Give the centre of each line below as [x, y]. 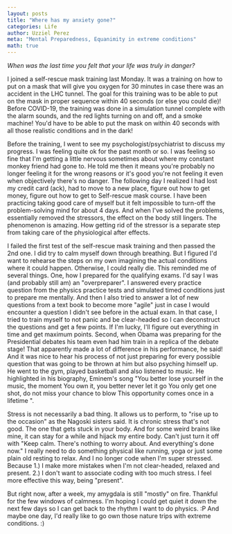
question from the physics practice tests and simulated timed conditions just [116, 290]
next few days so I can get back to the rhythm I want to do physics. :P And [113, 508]
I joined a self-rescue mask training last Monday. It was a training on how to [115, 79]
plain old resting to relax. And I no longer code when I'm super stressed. [110, 458]
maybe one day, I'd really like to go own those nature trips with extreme [109, 516]
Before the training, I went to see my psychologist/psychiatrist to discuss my [116, 144]
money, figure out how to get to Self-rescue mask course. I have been [107, 196]
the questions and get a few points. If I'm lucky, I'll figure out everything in [113, 327]
